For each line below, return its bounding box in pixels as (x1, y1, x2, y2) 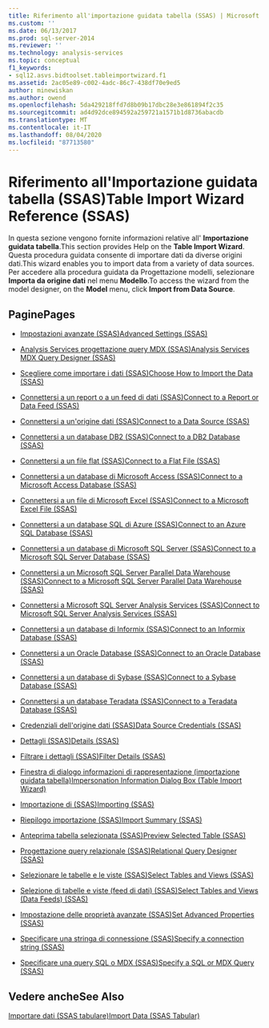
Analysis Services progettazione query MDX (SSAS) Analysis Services (19, 345, 250, 354)
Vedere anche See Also (8, 990, 125, 1003)
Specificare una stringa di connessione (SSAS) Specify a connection (19, 934, 244, 944)
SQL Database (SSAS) (19, 528, 94, 538)
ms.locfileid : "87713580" (8, 138, 94, 147)
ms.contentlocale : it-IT (8, 123, 91, 131)
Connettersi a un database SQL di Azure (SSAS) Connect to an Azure (19, 520, 247, 530)
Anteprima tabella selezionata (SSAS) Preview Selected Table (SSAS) (19, 831, 247, 841)
